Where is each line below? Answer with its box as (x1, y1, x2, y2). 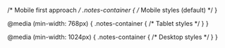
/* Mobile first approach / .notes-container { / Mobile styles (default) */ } (7, 6, 218, 14)
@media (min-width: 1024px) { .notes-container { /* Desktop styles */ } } (7, 33, 219, 41)
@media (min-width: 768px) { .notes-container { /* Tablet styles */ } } (7, 19, 209, 27)
